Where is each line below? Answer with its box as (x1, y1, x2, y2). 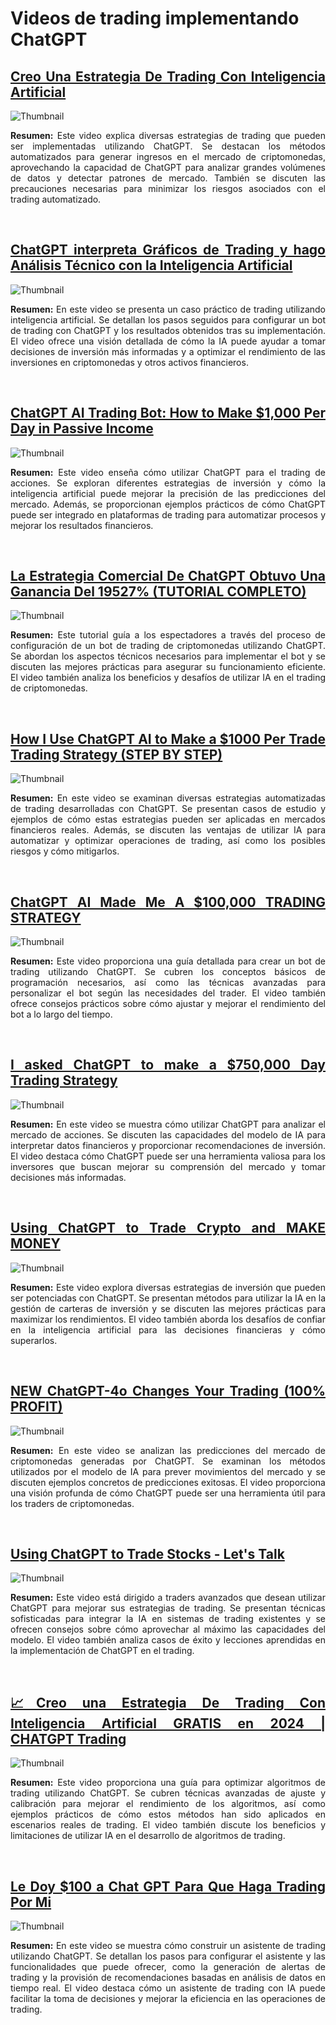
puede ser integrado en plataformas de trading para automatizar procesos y (10, 508, 326, 521)
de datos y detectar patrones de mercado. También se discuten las (10, 172, 326, 184)
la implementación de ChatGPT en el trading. (10, 1645, 195, 1657)
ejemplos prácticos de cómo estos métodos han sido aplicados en (10, 1808, 326, 1821)
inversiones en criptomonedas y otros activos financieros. (10, 356, 249, 368)
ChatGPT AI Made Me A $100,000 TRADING (10, 893, 326, 911)
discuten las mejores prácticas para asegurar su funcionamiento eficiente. (10, 661, 326, 673)
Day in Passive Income (10, 420, 154, 437)
